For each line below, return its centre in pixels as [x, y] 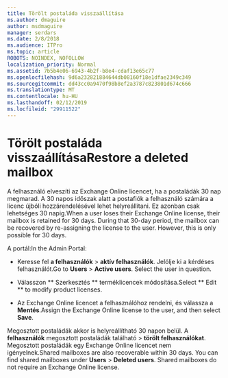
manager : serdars [32, 33]
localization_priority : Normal [52, 64]
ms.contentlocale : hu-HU [42, 97]
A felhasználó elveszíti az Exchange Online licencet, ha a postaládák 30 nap [114, 191]
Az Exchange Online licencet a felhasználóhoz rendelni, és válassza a [115, 303]
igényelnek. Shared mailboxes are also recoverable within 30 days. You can [113, 352]
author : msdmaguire [35, 26]
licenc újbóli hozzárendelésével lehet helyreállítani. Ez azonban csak [104, 206]
